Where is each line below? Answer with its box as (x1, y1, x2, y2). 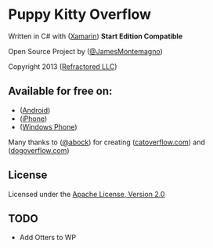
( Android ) (19, 105, 51, 115)
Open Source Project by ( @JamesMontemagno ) (8, 46, 163, 56)
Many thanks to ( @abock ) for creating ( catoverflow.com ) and (8, 137, 206, 147)
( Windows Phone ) (19, 122, 78, 131)
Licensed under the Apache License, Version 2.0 (8, 189, 165, 199)
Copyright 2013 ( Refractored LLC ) (8, 61, 117, 71)
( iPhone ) (19, 114, 48, 123)
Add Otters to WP (19, 233, 77, 243)
